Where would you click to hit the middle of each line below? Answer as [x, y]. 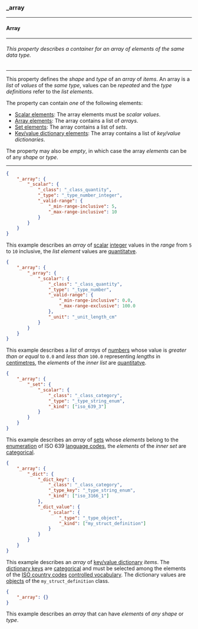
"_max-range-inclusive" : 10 [82, 212]
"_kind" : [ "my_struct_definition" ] [102, 523]
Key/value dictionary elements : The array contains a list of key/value [98, 133]
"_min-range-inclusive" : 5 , [82, 206]
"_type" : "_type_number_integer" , [80, 195]
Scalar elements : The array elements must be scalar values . [88, 114]
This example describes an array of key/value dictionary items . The [88, 562]
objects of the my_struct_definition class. [58, 581]
